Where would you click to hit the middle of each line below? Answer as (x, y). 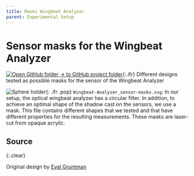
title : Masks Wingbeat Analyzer (45, 11)
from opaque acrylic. (40, 123)
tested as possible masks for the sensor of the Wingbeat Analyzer (85, 81)
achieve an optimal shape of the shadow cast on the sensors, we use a (91, 104)
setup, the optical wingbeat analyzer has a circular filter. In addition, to (90, 98)
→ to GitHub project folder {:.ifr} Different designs (119, 74)
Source (20, 141)
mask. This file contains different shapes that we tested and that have (89, 111)
